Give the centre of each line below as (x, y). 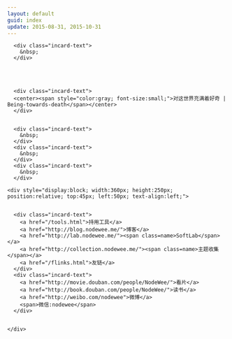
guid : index (24, 20)
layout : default (31, 14)
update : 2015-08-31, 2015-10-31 (54, 27)
